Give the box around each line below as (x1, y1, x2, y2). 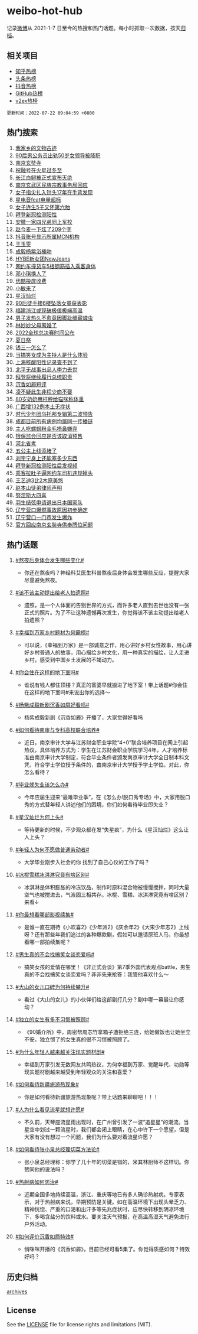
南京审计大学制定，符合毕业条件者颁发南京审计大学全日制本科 (34, 754, 184, 761)
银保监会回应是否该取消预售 (15, 432, 83, 440)
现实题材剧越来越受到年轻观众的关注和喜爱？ (24, 1068, 133, 1076)
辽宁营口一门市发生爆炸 (15, 513, 72, 520)
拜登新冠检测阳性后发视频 (15, 462, 78, 469)
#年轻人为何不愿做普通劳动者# (15, 846, 90, 853)
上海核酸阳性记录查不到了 (15, 359, 78, 366)
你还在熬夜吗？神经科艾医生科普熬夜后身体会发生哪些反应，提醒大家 (24, 569, 190, 577)
